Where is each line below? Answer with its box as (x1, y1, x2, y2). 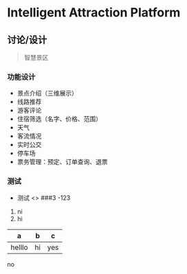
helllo (10, 242, 29, 252)
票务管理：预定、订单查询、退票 (16, 158, 108, 166)
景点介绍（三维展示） (16, 89, 78, 98)
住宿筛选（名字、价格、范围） (16, 115, 102, 123)
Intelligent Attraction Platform (7, 5, 181, 21)
